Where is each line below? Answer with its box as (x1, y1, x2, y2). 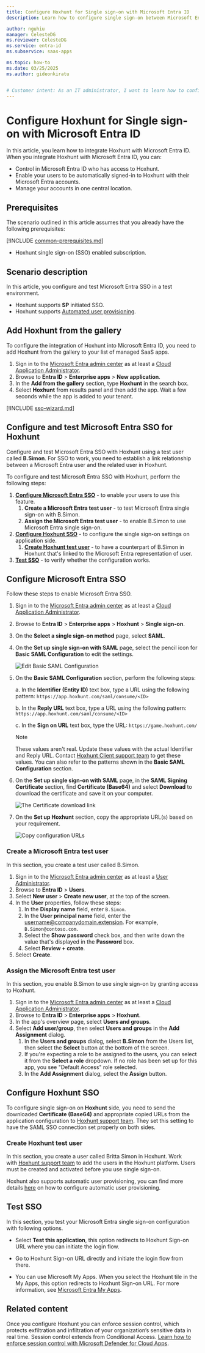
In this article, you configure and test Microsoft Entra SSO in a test (6, 283, 173, 290)
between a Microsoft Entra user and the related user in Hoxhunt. (6, 461, 168, 468)
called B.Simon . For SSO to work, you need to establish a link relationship (6, 454, 192, 462)
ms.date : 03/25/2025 (6, 65, 59, 71)
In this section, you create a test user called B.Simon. (6, 861, 140, 868)
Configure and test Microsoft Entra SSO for (6, 422, 173, 433)
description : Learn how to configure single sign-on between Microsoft (6, 15, 192, 21)
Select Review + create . (24, 944, 85, 952)
